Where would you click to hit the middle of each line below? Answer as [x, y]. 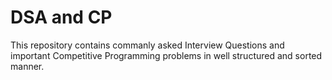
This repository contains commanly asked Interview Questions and [147, 45]
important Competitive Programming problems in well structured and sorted [166, 55]
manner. [27, 66]
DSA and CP [61, 17]
